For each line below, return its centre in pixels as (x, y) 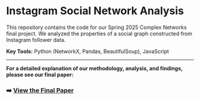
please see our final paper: (40, 75)
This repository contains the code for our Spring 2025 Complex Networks (96, 27)
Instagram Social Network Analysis (95, 11)
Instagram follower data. (36, 40)
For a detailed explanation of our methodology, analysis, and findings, (95, 68)
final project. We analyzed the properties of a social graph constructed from (99, 33)
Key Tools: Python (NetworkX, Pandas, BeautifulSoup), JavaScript (88, 51)
